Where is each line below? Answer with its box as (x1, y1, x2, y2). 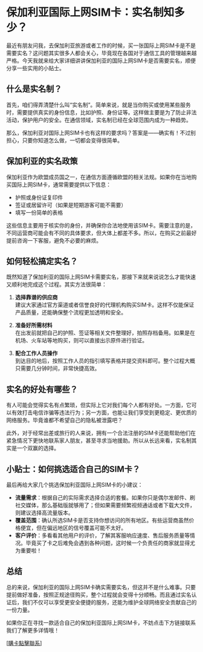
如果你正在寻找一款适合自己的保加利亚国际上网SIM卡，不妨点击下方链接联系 (6, 619, 196, 626)
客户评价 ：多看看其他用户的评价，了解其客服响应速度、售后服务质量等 (14, 532, 190, 539)
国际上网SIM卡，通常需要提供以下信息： (11, 181, 112, 188)
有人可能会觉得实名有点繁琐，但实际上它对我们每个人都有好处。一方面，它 (6, 402, 192, 409)
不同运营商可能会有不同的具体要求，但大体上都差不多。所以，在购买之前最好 (6, 229, 197, 236)
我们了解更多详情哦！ (6, 627, 59, 634)
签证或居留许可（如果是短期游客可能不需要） (14, 201, 127, 209)
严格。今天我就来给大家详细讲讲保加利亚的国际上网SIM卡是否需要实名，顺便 (6, 57, 196, 64)
